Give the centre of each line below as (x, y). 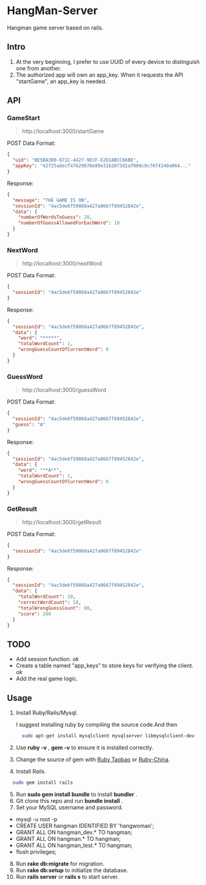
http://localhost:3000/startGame (63, 131)
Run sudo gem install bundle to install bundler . (76, 794)
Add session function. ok (47, 659)
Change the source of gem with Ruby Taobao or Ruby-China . (93, 759)
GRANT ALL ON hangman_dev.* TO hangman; (74, 832)
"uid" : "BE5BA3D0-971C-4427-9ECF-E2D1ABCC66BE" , (76, 160)
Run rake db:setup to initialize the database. (72, 870)
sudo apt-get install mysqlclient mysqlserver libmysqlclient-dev (108, 736)
